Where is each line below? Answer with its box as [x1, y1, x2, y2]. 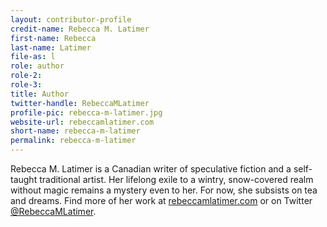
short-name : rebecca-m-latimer [10, 126, 141, 136]
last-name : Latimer [10, 42, 92, 53]
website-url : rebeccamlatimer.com [10, 117, 155, 127]
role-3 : [10, 80, 43, 90]
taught [10, 174, 38, 185]
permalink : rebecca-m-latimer [10, 136, 137, 146]
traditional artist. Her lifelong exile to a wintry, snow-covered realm [39, 174, 314, 185]
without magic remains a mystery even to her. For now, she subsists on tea [10, 184, 318, 196]
